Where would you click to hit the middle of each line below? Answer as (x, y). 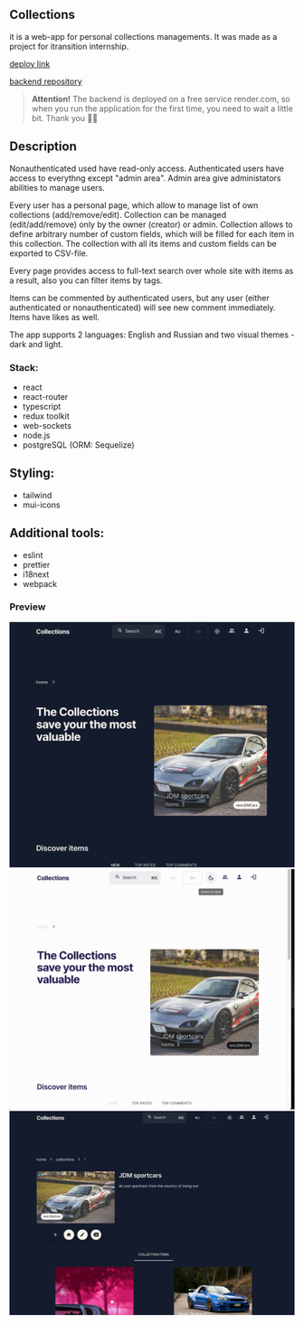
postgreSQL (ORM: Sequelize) (78, 445)
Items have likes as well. (54, 317)
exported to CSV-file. (49, 253)
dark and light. (36, 344)
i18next (36, 574)
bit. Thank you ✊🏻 (64, 118)
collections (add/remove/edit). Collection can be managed (118, 214)
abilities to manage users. (57, 187)
